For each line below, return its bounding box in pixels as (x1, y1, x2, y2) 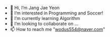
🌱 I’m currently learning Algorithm (10, 15, 80, 21)
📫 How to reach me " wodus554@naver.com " (10, 26, 105, 32)
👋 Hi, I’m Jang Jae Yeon (10, 5, 60, 10)
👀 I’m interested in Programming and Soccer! (10, 10, 103, 16)
